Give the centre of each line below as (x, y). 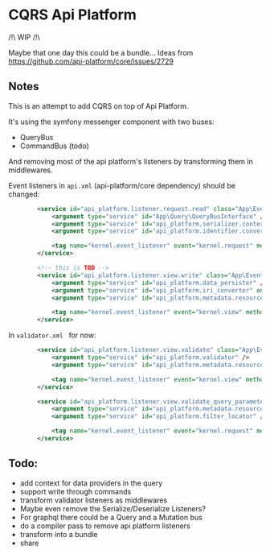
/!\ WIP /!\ (24, 37)
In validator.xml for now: (52, 335)
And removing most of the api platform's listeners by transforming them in (131, 161)
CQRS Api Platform (72, 15)
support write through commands (76, 491)
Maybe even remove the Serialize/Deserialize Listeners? (113, 508)
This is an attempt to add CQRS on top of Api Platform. (98, 105)
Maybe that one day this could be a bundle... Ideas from (101, 52)
